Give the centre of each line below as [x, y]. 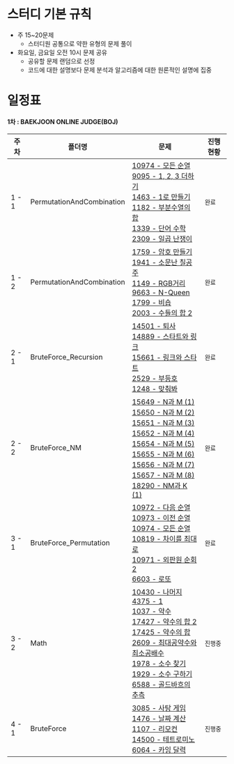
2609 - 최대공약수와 [164, 643]
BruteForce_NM [56, 448]
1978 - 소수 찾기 [159, 664]
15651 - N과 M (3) [163, 423]
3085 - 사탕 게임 [159, 708]
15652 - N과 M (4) [163, 433]
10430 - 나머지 [157, 592]
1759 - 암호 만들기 [162, 252]
